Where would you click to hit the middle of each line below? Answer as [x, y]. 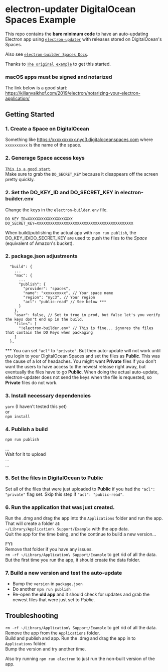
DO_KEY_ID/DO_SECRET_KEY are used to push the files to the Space [76, 238]
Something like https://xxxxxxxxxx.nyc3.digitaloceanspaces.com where [79, 140]
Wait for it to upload [26, 454]
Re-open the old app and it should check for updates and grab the [81, 594]
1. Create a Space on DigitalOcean [47, 128]
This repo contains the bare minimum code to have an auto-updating [77, 34]
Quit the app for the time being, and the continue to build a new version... [81, 534]
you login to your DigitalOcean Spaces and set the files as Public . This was [83, 356]
